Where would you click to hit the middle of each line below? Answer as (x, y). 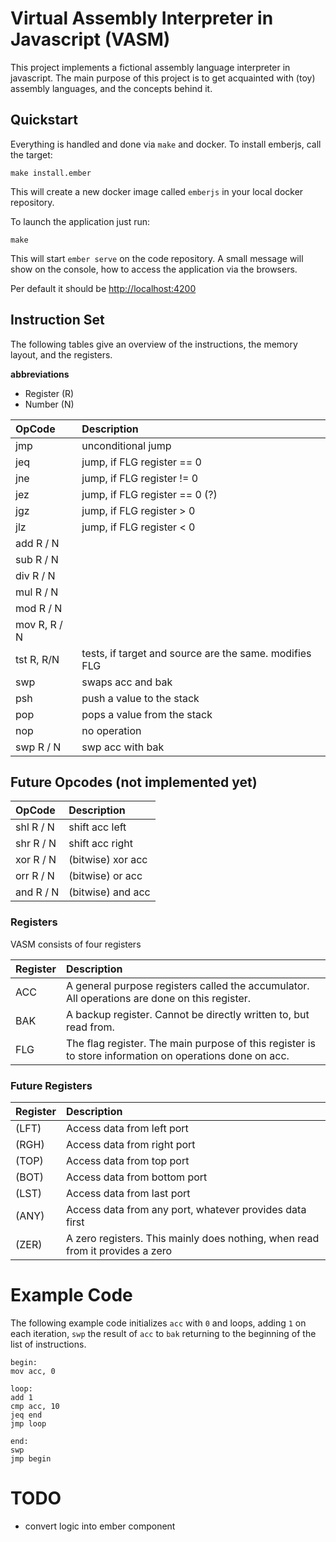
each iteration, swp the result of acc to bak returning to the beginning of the (163, 1333)
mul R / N (37, 592)
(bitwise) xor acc (108, 860)
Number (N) (49, 404)
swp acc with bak (123, 747)
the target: (31, 154)
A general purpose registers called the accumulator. (188, 985)
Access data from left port (127, 1128)
